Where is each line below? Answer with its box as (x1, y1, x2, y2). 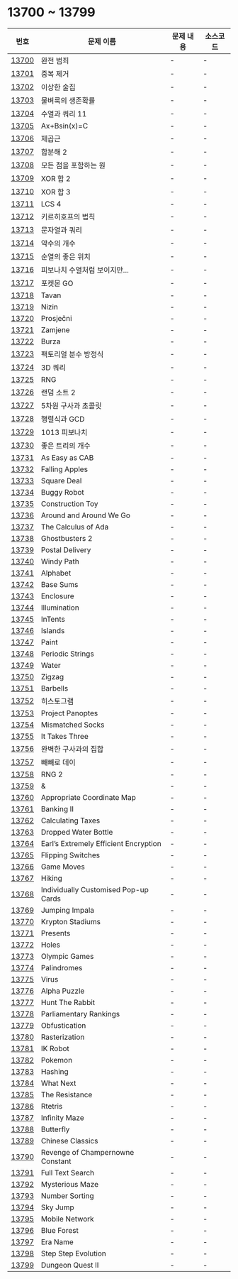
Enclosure (40, 591, 74, 600)
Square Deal (40, 476, 82, 485)
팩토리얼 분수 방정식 (40, 349, 104, 359)
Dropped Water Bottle (40, 827, 113, 837)
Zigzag (40, 671, 64, 681)
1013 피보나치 (40, 427, 88, 437)
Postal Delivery (40, 544, 91, 554)
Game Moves (40, 862, 85, 872)
